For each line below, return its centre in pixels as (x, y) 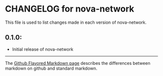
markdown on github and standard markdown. (51, 68)
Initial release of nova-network (43, 49)
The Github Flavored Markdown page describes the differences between (78, 63)
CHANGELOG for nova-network (70, 9)
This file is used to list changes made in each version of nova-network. (76, 22)
